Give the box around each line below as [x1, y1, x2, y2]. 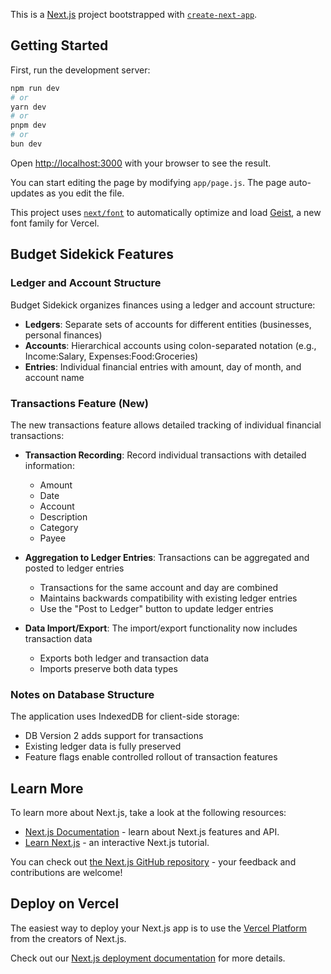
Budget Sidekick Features [10, 246, 174, 263]
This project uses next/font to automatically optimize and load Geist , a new [10, 206, 322, 218]
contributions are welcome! [10, 867, 123, 879]
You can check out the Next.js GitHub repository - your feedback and [10, 856, 297, 868]
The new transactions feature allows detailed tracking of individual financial [10, 419, 322, 431]
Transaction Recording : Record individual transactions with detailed [24, 449, 307, 461]
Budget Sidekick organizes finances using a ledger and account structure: [10, 299, 316, 311]
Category [39, 521, 79, 533]
